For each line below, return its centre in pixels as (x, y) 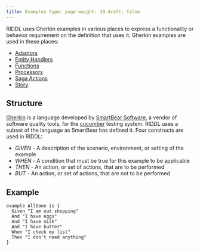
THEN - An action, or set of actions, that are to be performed (90, 167)
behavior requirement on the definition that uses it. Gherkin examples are (96, 35)
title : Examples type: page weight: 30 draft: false (73, 12)
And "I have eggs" (35, 216)
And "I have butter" (37, 227)
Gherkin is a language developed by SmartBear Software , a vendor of (92, 117)
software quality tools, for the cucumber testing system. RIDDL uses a (92, 124)
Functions (27, 66)
